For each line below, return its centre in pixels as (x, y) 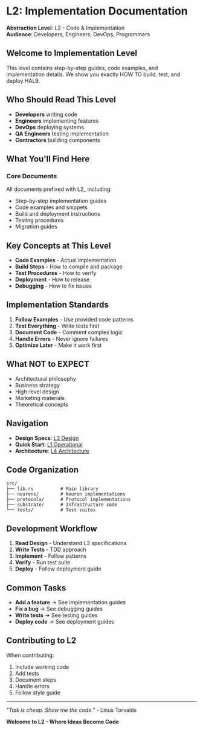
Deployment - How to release (52, 280)
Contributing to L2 (41, 641)
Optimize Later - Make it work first (58, 345)
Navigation (27, 423)
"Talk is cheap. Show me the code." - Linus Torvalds (72, 710)
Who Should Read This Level (61, 100)
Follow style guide (37, 693)
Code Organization (43, 470)
